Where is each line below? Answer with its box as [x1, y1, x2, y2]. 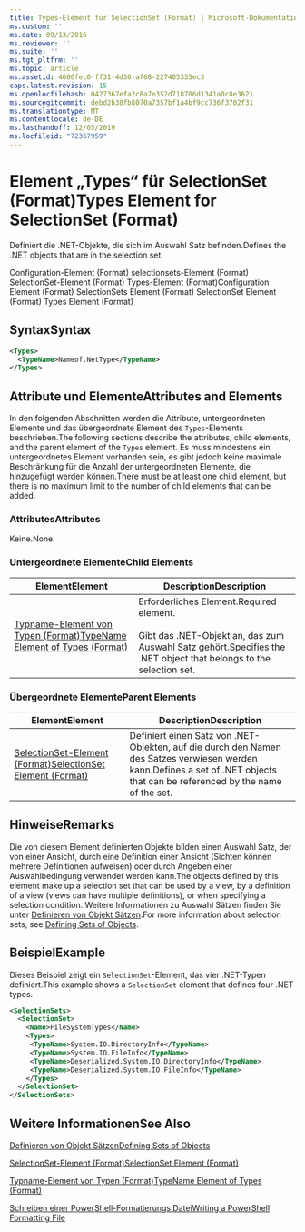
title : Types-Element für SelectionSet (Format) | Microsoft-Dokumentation [9, 13, 302, 23]
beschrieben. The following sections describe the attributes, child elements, [9, 432, 291, 443]
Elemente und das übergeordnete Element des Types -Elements [9, 422, 243, 433]
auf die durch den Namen [172, 741, 281, 753]
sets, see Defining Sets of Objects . [9, 918, 139, 929]
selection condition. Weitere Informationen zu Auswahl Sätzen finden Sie [9, 899, 281, 910]
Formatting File [9, 1212, 66, 1224]
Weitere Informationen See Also [9, 1116, 191, 1131]
